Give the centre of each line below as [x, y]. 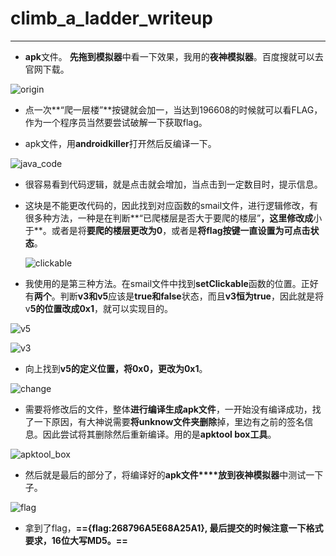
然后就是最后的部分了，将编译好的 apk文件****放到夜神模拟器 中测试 [165, 474]
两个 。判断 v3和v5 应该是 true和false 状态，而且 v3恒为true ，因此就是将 [178, 296]
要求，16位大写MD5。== [76, 540]
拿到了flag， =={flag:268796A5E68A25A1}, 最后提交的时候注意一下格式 [174, 528]
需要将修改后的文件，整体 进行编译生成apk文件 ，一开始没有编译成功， [168, 409]
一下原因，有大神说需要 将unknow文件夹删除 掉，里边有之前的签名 [169, 421]
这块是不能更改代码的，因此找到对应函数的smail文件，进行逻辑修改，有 [171, 205]
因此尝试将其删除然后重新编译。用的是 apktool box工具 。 [159, 434]
